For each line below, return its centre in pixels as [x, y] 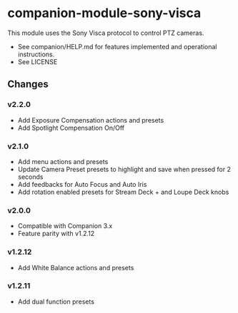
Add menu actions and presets [63, 161]
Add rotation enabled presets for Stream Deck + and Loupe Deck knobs [123, 192]
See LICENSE [38, 61]
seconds [30, 177]
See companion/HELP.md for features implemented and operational [117, 46]
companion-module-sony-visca [104, 13]
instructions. [36, 54]
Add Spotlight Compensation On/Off [71, 128]
